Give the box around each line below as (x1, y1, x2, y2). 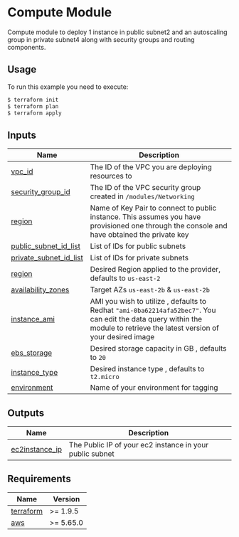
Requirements (7, 473, 71, 485)
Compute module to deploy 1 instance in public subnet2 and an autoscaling (7, 28, 228, 36)
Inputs (7, 129, 37, 141)
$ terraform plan (7, 102, 59, 110)
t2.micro (90, 373, 119, 381)
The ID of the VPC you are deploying (90, 162, 212, 172)
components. (7, 43, 46, 51)
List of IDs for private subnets (90, 253, 189, 263)
